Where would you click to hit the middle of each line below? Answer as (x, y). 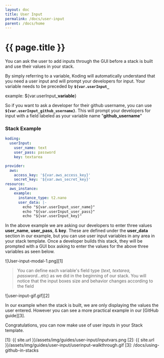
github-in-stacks (22, 350)
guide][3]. (15, 316)
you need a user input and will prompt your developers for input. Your (75, 81)
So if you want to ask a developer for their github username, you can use (79, 106)
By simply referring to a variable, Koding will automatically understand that (80, 76)
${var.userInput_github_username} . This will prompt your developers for (78, 110)
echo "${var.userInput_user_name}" (59, 207)
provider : (15, 166)
